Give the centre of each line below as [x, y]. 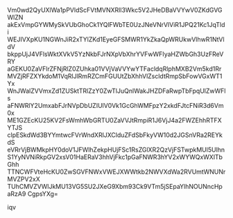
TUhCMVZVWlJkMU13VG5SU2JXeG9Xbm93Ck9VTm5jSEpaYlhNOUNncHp [115, 187]
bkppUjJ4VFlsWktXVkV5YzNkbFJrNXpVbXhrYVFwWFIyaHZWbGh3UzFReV [115, 54]
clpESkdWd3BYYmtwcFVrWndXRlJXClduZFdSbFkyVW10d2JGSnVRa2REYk [115, 135]
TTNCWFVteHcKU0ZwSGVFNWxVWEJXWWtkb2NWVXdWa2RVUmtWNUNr [116, 172]
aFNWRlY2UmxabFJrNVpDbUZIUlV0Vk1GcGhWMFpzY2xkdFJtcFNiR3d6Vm [115, 106]
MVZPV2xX [24, 179]
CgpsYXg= [43, 194]
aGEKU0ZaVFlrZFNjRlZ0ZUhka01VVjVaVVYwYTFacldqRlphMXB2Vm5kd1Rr [114, 69]
